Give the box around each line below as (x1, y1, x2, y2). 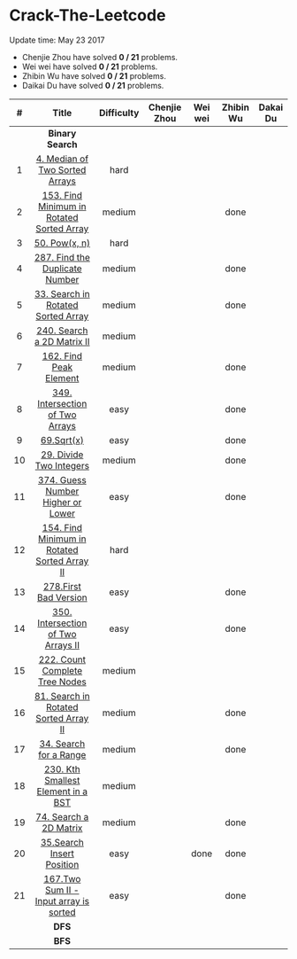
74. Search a (34, 810, 89, 823)
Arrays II (44, 639, 80, 651)
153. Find (42, 189, 82, 201)
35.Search (40, 836, 84, 848)
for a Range (38, 748, 87, 760)
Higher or (42, 495, 82, 508)
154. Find (42, 521, 82, 534)
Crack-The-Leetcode (9, 5, 166, 26)
